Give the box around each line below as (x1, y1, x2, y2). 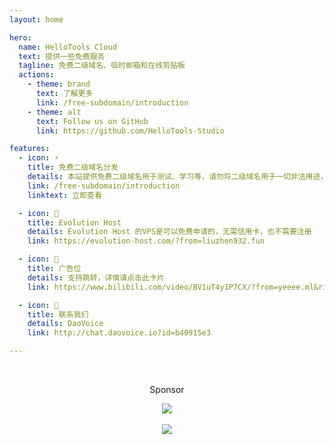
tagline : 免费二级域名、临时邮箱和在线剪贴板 (18, 61, 186, 71)
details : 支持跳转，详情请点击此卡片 (27, 272, 165, 283)
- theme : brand (27, 79, 91, 90)
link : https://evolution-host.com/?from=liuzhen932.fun (27, 236, 266, 246)
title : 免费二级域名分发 (27, 162, 119, 173)
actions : (18, 70, 55, 80)
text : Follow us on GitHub (35, 116, 149, 126)
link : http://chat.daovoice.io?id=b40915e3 (27, 328, 212, 338)
